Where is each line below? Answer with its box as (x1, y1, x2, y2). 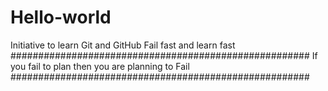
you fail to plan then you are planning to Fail (10, 60, 190, 72)
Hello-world (10, 6, 112, 29)
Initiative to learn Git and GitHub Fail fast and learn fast (10, 39, 236, 51)
